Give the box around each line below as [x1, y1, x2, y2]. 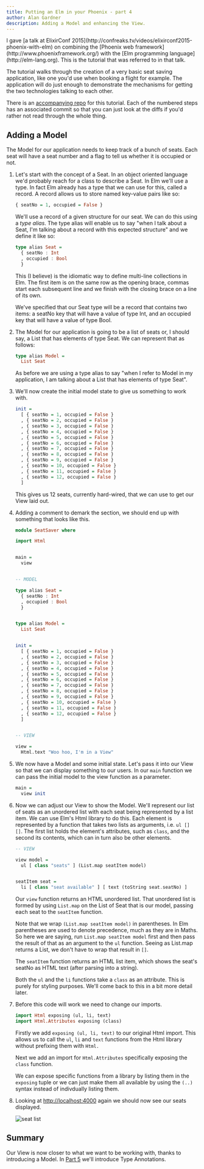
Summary [6, 1133, 44, 1143]
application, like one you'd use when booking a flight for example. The [6, 74, 183, 82]
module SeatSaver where [15, 527, 76, 533]
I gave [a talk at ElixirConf [6, 37, 71, 44]
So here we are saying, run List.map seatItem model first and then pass [15, 933, 195, 941]
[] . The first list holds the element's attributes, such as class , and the [15, 827, 190, 835]
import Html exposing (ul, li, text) [15, 1013, 111, 1019]
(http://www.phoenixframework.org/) [6, 50, 99, 57]
